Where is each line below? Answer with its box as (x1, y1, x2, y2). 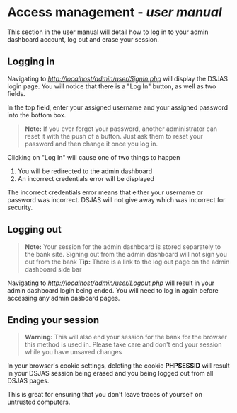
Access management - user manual (7, 4, 223, 21)
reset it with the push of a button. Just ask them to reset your (24, 132, 203, 140)
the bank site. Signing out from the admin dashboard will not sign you (24, 250, 228, 258)
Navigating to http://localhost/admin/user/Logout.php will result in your (7, 279, 215, 287)
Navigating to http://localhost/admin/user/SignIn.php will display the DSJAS (7, 74, 229, 83)
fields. (7, 89, 26, 98)
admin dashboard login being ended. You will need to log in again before (7, 286, 219, 294)
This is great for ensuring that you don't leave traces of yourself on (7, 390, 203, 399)
